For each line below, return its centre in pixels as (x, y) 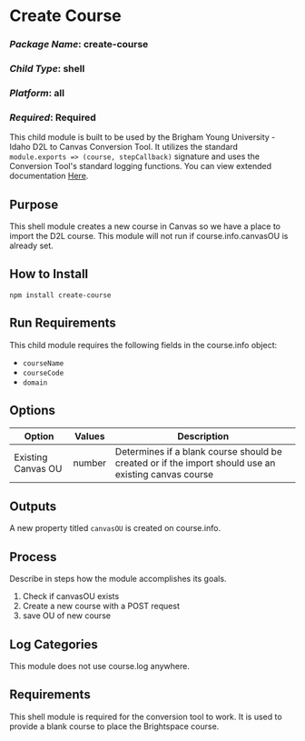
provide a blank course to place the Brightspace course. (114, 726)
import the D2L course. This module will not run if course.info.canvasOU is (149, 236)
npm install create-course (60, 295)
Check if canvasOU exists (71, 596)
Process (33, 557)
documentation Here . (49, 176)
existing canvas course (164, 474)
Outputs (33, 506)
